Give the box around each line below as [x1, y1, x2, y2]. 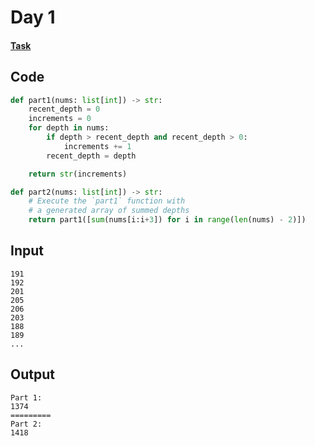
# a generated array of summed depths [28, 206, 190, 216]
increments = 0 [28, 114, 92, 124]
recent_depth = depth [46, 151, 137, 161]
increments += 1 [63, 141, 132, 151]
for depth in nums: [28, 123, 110, 133]
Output [10, 366, 55, 383]
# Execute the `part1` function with [28, 196, 186, 206]
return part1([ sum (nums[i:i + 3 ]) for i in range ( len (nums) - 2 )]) [28, 215, 307, 225]
